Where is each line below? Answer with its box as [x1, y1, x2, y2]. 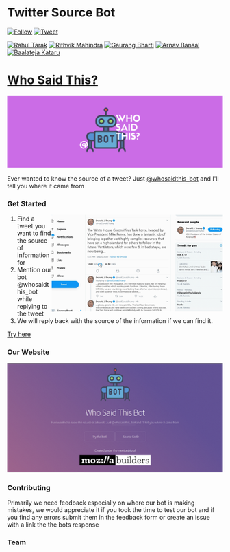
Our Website [7, 347, 50, 357]
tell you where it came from [7, 181, 84, 190]
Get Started [7, 199, 47, 208]
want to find [16, 229, 51, 237]
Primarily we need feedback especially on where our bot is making [7, 498, 195, 507]
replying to [16, 302, 48, 310]
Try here [7, 330, 31, 338]
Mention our [16, 266, 52, 274]
